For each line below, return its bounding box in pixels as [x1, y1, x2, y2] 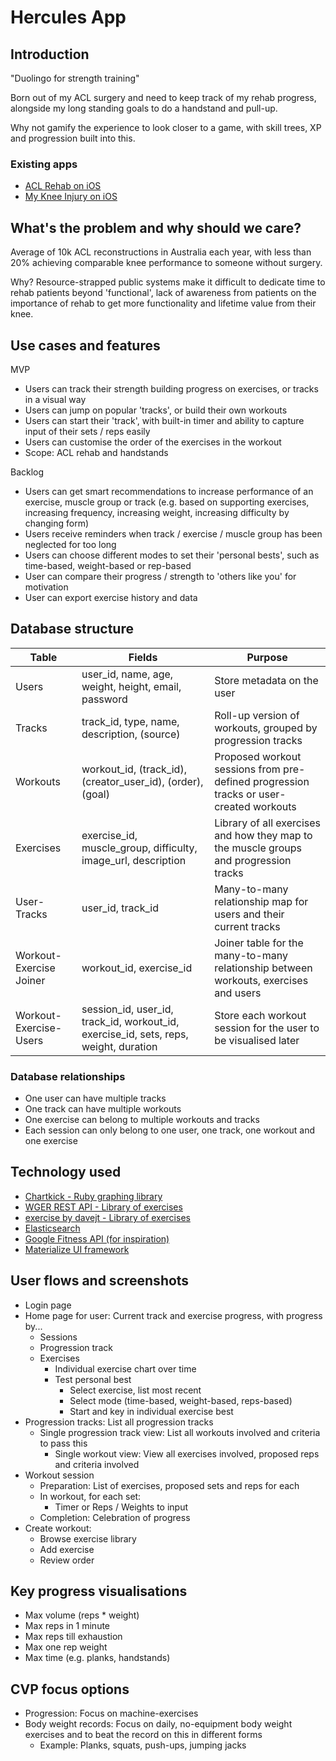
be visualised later [214, 1033, 300, 1047]
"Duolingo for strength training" [10, 72, 140, 84]
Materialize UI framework [24, 1243, 130, 1255]
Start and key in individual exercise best [69, 1405, 234, 1417]
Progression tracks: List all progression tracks [24, 1416, 214, 1428]
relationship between [214, 961, 313, 975]
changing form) [24, 517, 90, 529]
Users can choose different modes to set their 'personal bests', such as [24, 549, 320, 561]
